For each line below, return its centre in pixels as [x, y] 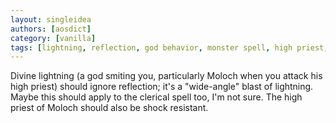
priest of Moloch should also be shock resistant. [109, 108]
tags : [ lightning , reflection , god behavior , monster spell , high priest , [169, 47]
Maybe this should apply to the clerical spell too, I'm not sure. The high [156, 97]
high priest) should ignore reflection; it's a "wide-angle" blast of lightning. [162, 87]
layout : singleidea [51, 19]
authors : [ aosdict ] [51, 29]
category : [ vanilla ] [53, 38]
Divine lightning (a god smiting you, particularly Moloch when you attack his [166, 76]
